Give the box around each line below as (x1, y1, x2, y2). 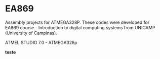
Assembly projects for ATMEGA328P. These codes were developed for (5, 19, 150, 25)
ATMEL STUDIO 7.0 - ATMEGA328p (5, 39, 78, 45)
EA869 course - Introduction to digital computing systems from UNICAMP (5, 24, 156, 30)
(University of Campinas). (5, 30, 58, 36)
